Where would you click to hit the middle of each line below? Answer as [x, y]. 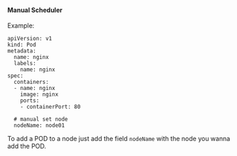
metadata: [22, 51]
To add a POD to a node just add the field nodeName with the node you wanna [119, 139]
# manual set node [41, 119]
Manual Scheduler [35, 10]
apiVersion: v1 [30, 39]
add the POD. [27, 146]
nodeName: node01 [39, 126]
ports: [30, 101]
